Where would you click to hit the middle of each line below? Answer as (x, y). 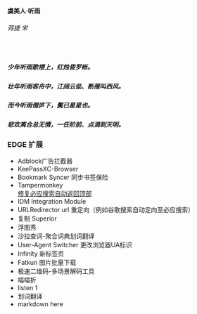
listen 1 (27, 288)
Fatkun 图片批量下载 (47, 263)
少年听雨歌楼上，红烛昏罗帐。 (50, 67)
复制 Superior (37, 218)
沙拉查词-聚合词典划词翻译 (56, 236)
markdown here (40, 304)
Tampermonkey (40, 185)
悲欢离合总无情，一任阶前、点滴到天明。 (66, 124)
